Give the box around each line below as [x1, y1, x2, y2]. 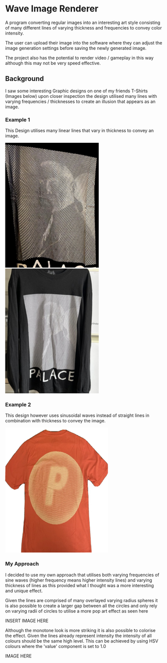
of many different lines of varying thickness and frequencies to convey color [5, 24, 162, 30]
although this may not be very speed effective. [5, 60, 101, 66]
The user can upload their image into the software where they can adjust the [5, 39, 163, 45]
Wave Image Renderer [5, 3, 99, 14]
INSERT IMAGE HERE [5, 618, 49, 624]
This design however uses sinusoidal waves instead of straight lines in [5, 412, 150, 418]
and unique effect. [5, 588, 43, 594]
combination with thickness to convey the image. [5, 418, 106, 424]
